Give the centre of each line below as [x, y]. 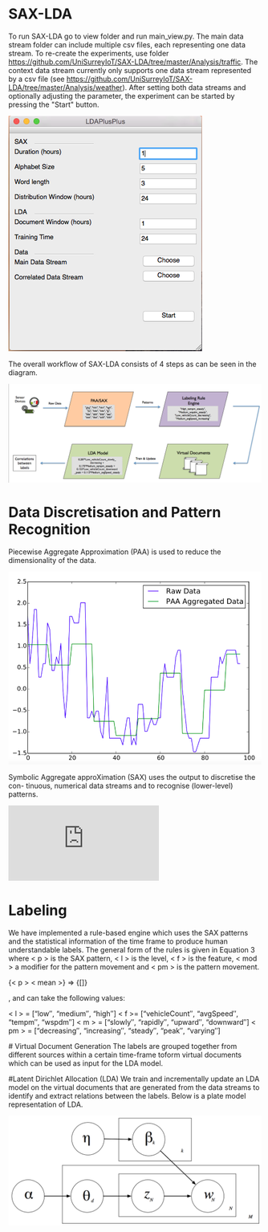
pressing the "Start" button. [54, 104]
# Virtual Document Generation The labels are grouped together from [123, 1046]
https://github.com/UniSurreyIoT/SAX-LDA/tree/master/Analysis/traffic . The [133, 62]
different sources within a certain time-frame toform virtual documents [125, 1055]
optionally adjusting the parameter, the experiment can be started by [122, 96]
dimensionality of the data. [52, 561]
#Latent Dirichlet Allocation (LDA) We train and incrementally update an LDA [134, 1079]
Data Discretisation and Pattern [115, 513]
